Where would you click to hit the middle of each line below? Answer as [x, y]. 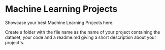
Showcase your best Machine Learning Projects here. [60, 23]
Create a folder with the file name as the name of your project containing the [83, 32]
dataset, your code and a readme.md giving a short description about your [81, 37]
